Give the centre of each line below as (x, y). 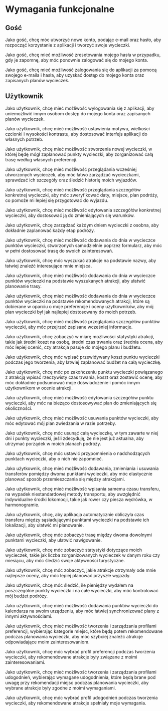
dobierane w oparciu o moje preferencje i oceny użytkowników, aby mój (79, 306)
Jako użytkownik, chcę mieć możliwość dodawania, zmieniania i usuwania (82, 468)
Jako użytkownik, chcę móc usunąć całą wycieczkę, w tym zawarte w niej (82, 433)
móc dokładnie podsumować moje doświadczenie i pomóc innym (73, 382)
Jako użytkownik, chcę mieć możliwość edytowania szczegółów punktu (79, 397)
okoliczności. (19, 408)
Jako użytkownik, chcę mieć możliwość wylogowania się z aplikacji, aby (80, 108)
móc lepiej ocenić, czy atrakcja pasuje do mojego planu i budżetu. (73, 347)
